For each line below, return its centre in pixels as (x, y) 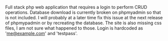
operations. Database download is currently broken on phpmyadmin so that (83, 12)
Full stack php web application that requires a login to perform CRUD (76, 7)
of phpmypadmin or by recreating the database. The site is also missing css (83, 23)
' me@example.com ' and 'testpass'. (41, 33)
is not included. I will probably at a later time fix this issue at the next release (84, 18)
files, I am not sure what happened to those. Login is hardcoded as (74, 28)
